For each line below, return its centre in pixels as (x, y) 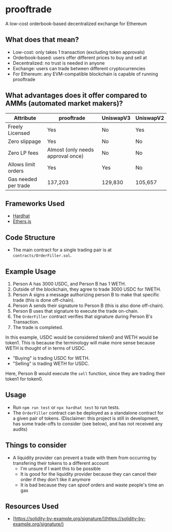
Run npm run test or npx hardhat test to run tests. (66, 407)
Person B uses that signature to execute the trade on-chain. (76, 311)
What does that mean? (42, 40)
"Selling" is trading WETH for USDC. (51, 363)
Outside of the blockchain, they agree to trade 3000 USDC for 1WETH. (87, 289)
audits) (20, 429)
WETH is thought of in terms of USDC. (46, 348)
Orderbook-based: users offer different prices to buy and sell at (80, 57)
